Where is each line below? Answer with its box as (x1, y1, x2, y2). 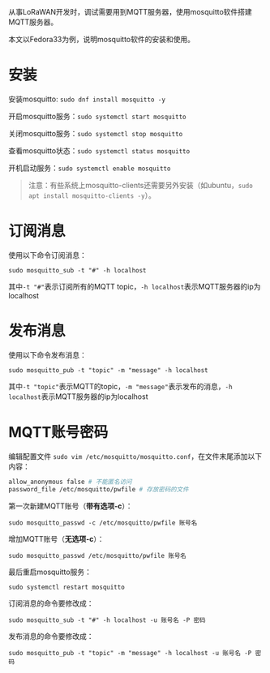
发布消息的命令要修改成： (8, 631, 94, 641)
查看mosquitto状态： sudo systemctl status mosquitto (8, 145, 191, 156)
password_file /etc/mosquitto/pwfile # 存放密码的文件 (8, 485, 189, 493)
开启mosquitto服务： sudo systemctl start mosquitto (8, 111, 186, 121)
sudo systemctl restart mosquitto (8, 583, 126, 591)
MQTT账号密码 (8, 423, 109, 441)
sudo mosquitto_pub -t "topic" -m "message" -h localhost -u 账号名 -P (8, 649, 252, 657)
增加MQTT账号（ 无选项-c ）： (8, 534, 105, 543)
